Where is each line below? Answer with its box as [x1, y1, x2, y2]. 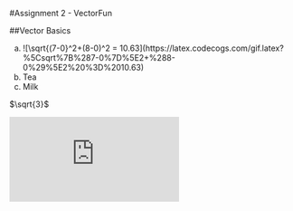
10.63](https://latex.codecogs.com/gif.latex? [119, 43, 285, 53]
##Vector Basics [9, 25, 71, 35]
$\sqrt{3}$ [9, 99, 50, 110]
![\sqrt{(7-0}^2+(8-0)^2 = [22, 43, 118, 53]
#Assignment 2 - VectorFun [9, 8, 113, 18]
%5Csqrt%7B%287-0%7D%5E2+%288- [22, 53, 176, 62]
